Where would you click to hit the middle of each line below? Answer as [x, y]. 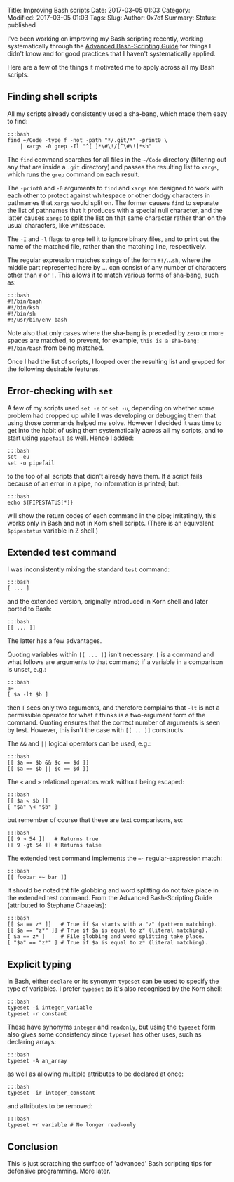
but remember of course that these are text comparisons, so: [95, 820]
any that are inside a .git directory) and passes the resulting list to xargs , [113, 167]
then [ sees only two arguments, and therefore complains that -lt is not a [113, 708]
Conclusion [33, 1147]
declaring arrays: [32, 1042]
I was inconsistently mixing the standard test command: [89, 569]
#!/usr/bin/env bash [37, 320]
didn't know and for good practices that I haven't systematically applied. [111, 53]
